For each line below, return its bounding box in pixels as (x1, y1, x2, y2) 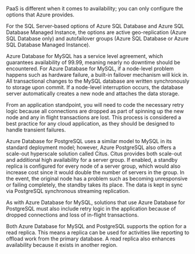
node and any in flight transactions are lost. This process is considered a (6, 114, 182, 121)
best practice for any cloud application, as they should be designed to (6, 120, 175, 127)
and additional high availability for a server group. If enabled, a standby (6, 157, 178, 163)
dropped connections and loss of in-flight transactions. (6, 211, 139, 218)
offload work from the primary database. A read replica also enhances (6, 235, 176, 242)
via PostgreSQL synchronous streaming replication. (6, 188, 130, 194)
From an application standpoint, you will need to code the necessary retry (6, 101, 184, 108)
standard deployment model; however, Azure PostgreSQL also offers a (6, 144, 176, 151)
